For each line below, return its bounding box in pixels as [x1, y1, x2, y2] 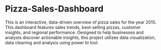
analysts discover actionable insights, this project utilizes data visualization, [5, 35, 156, 40]
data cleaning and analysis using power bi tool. [5, 39, 99, 45]
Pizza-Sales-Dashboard [5, 3, 104, 14]
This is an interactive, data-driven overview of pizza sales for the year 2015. [5, 19, 157, 25]
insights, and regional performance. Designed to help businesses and [5, 29, 144, 35]
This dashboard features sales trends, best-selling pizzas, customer [5, 24, 141, 30]
